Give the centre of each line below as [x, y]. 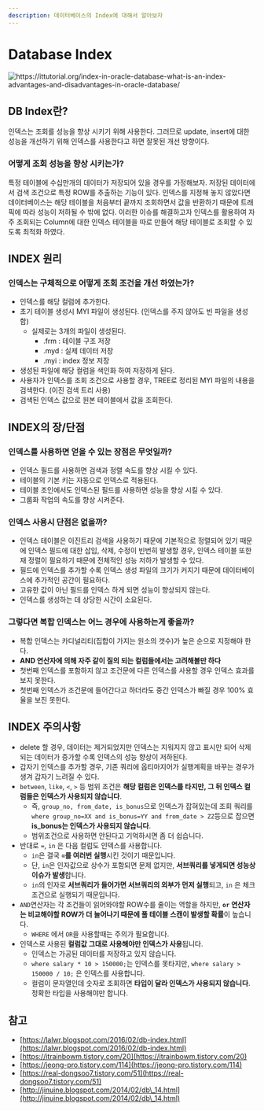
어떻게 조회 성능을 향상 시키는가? [66, 164]
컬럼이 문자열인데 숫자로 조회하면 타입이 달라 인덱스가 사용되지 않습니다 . [141, 984]
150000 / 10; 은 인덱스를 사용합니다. [88, 973]
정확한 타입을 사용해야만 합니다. [79, 993]
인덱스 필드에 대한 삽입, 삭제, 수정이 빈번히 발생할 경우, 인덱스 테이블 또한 [140, 551]
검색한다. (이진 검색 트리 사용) [65, 390]
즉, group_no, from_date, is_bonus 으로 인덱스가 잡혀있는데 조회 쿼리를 [142, 806]
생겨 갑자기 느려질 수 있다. [59, 777]
